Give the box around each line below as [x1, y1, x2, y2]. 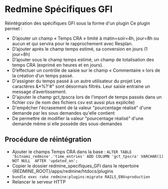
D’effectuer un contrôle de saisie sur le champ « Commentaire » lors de [12, 67, 160, 73]
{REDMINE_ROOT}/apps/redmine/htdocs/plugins [12, 168, 114, 174]
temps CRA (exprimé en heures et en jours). [12, 62, 104, 68]
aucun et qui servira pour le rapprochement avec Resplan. [12, 40, 133, 46]
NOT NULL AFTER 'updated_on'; [12, 158, 78, 163]
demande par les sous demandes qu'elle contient [12, 110, 115, 116]
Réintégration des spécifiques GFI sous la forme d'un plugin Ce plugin [5, 20, 150, 26]
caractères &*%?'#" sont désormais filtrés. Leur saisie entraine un [12, 83, 150, 89]
